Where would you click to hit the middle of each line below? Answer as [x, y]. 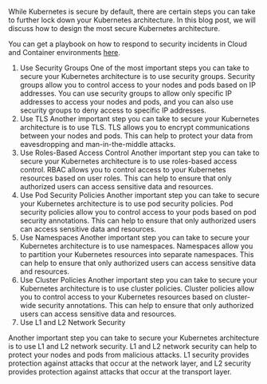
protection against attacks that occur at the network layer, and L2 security [130, 363]
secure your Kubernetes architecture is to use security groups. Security [137, 76]
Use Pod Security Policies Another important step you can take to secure [139, 195]
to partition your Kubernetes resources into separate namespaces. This [137, 254]
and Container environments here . [65, 52]
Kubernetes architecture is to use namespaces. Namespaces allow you [136, 246]
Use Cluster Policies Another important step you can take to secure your [138, 280]
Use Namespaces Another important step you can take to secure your [135, 238]
